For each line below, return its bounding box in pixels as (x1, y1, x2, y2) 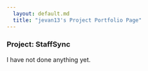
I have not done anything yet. (6, 55, 91, 63)
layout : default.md (13, 10, 70, 17)
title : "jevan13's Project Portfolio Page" (13, 17, 142, 24)
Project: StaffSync (6, 40, 71, 49)
